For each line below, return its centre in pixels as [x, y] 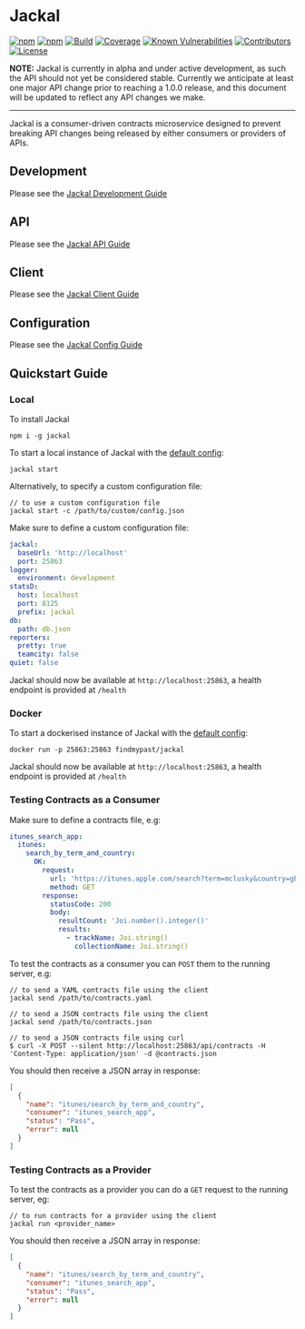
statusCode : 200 [80, 904]
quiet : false [34, 663]
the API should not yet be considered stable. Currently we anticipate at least [152, 77]
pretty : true [42, 646]
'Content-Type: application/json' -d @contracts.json [113, 1053]
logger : [24, 569]
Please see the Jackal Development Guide [89, 193]
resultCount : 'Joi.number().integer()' [133, 921]
